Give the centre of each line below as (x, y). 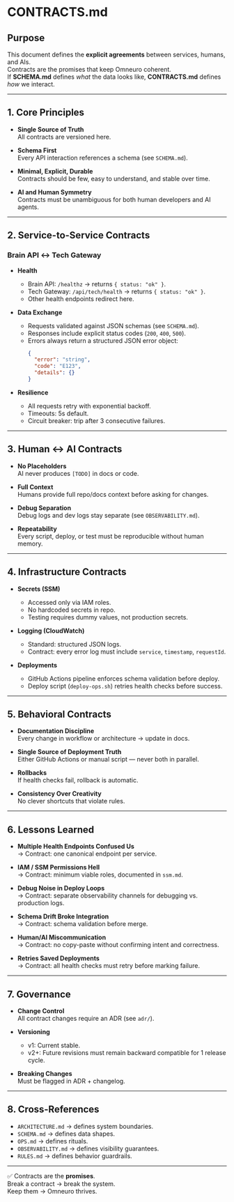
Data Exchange (40, 312)
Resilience (33, 392)
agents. (28, 207)
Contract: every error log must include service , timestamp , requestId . (127, 652)
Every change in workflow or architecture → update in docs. (103, 739)
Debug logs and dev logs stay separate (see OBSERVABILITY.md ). (108, 515)
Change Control (41, 1010)
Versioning (33, 1031)
